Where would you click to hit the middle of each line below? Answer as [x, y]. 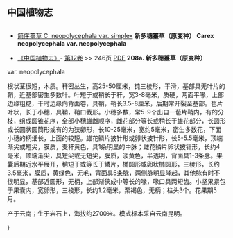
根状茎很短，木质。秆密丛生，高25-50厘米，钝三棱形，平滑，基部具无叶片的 [116, 86]
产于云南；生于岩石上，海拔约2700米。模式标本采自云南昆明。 [96, 213]
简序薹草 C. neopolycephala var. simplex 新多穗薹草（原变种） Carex [115, 35]
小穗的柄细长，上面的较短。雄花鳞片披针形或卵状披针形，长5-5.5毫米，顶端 [115, 138]
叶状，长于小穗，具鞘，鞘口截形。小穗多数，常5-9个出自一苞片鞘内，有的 [113, 112]
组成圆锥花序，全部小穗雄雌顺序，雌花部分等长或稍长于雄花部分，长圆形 [122, 121]
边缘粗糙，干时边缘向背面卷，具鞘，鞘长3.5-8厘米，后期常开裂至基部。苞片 [115, 103]
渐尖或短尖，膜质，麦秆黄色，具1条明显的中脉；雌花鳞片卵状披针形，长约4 [114, 146]
